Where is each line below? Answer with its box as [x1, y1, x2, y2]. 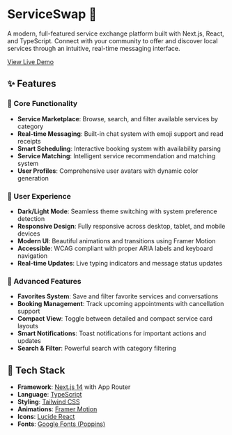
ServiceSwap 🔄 [7, 6, 98, 22]
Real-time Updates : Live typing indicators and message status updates [17, 259, 223, 267]
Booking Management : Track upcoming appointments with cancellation [17, 300, 224, 308]
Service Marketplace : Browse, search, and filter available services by [17, 114, 218, 123]
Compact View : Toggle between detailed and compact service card [17, 314, 212, 323]
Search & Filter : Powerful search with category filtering [17, 344, 176, 353]
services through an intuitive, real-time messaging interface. [7, 44, 180, 52]
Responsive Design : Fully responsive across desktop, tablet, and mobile [17, 222, 226, 230]
